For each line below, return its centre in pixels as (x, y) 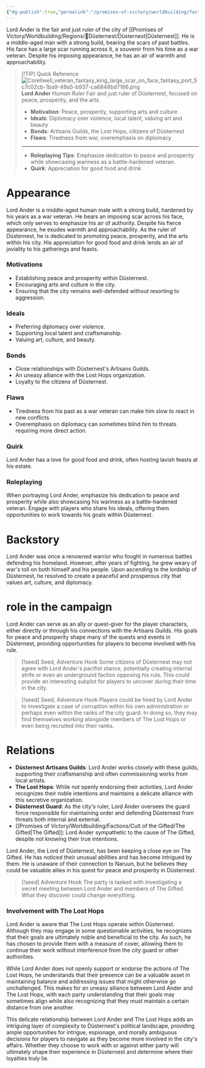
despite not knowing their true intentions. (67, 839)
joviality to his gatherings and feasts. (52, 249)
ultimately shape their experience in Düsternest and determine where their (100, 1052)
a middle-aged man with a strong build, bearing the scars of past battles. (98, 42)
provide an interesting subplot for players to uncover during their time (109, 681)
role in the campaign (59, 607)
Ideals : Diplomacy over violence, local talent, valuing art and (106, 118)
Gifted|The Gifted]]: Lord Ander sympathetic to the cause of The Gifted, (105, 833)
